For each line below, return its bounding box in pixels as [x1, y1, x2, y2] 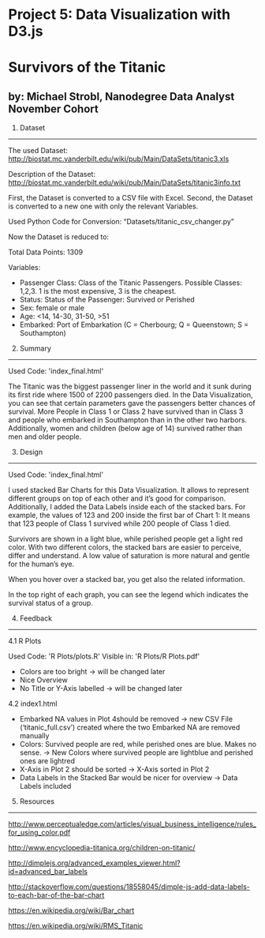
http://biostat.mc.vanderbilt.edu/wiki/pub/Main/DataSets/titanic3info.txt [8, 178, 241, 187]
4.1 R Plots [8, 636, 42, 646]
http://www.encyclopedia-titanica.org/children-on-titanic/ [8, 843, 196, 853]
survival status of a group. [8, 598, 93, 608]
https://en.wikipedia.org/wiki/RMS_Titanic [8, 921, 144, 931]
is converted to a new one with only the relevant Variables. [8, 201, 199, 211]
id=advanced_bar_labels [8, 867, 88, 876]
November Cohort [8, 102, 99, 115]
